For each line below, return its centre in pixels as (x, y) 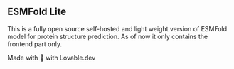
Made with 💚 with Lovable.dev (52, 58)
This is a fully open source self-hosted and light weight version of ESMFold (117, 28)
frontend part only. (35, 44)
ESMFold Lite (37, 12)
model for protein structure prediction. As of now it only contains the (108, 36)
